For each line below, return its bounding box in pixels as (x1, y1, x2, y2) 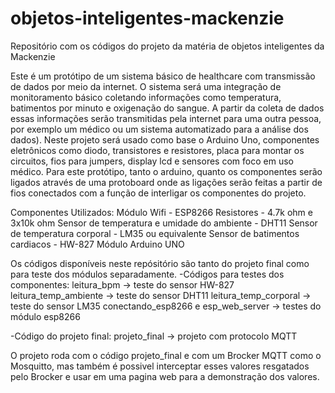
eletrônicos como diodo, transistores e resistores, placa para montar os (10, 144, 305, 156)
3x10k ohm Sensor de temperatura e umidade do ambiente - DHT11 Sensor (10, 217, 318, 229)
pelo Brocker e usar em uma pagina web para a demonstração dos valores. (10, 370, 320, 382)
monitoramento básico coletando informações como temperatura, (10, 91, 282, 103)
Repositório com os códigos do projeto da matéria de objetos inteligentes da (10, 40, 325, 52)
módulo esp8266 (10, 310, 81, 322)
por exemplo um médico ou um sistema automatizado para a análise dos (10, 123, 309, 135)
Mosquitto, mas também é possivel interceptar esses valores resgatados (10, 360, 310, 372)
